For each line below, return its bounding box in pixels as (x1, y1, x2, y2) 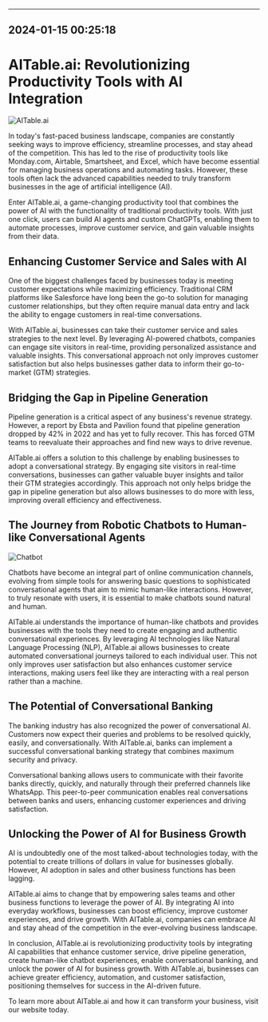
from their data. (8, 232, 60, 241)
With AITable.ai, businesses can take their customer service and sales (8, 325, 238, 335)
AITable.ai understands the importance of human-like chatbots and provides (8, 616, 259, 627)
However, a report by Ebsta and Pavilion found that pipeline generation (8, 420, 241, 430)
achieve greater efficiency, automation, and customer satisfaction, (8, 972, 226, 982)
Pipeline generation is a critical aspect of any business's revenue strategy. (8, 412, 253, 422)
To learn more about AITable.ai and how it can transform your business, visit (8, 996, 259, 1006)
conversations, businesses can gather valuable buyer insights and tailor (8, 469, 244, 479)
